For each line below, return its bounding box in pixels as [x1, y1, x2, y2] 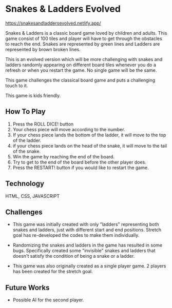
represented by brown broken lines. [5, 46, 81, 52]
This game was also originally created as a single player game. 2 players [12, 263, 166, 269]
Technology [5, 179, 45, 188]
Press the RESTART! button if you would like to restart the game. [12, 165, 149, 171]
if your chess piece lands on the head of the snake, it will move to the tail [12, 142, 167, 149]
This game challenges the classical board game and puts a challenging [5, 77, 156, 83]
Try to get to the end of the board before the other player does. [12, 159, 146, 165]
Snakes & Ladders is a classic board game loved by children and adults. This [5, 30, 167, 36]
